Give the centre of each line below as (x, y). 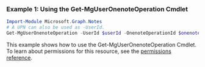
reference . (19, 57)
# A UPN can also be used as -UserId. (56, 27)
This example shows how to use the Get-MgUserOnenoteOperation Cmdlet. (102, 44)
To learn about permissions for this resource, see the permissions (89, 51)
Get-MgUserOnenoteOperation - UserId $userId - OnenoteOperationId (91, 33)
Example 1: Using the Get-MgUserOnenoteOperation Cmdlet (97, 9)
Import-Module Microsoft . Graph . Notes (54, 22)
